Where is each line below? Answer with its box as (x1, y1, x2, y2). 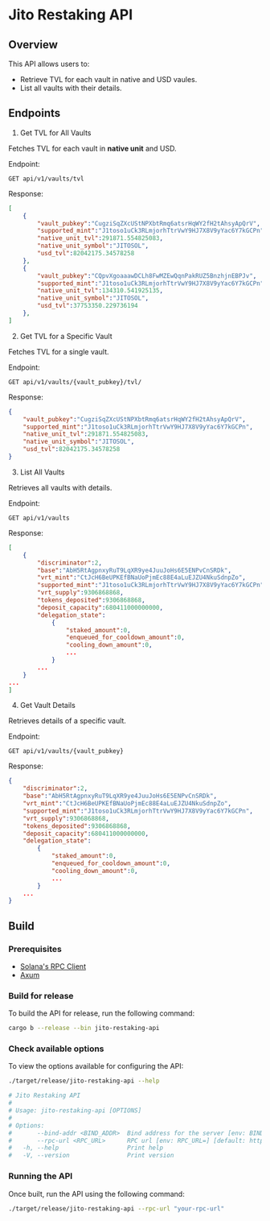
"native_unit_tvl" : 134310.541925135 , (37, 287, 163, 295)
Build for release (8, 990, 74, 1001)
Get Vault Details (19, 701, 76, 710)
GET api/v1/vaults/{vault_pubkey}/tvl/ (8, 378, 142, 386)
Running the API (8, 1170, 73, 1182)
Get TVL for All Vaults (19, 127, 92, 138)
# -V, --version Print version (8, 1152, 174, 1160)
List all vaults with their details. (19, 83, 122, 93)
